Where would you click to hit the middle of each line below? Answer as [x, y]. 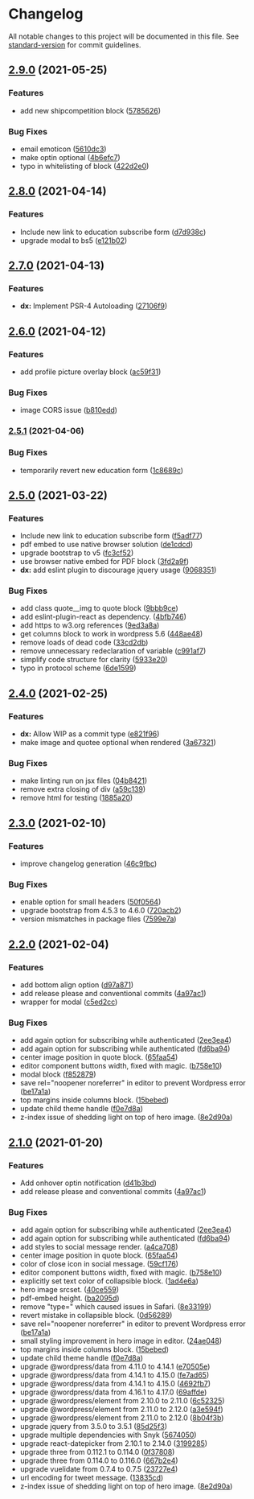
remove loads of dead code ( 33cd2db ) [84, 642]
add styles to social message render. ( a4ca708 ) [99, 1247]
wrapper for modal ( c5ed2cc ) [69, 1002]
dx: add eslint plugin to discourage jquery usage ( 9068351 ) [118, 570]
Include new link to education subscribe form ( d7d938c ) [113, 232]
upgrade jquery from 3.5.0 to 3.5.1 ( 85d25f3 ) [93, 1427]
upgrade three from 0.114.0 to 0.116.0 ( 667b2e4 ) [99, 1460]
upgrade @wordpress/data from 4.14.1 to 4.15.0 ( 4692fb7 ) [115, 1384]
